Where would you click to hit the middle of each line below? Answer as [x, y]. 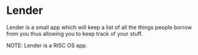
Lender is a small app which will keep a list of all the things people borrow [99, 27]
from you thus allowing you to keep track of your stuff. [75, 33]
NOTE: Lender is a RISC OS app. [47, 45]
